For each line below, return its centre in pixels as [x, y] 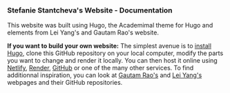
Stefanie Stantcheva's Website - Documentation [90, 10]
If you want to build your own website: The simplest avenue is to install [109, 46]
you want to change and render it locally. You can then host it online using [112, 61]
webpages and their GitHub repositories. [65, 83]
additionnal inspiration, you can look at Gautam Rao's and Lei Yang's [105, 75]
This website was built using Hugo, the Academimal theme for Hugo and [110, 25]
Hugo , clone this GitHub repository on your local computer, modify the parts [115, 53]
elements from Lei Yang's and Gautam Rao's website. [83, 32]
